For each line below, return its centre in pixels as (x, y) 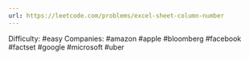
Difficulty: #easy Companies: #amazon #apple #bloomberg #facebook (125, 38)
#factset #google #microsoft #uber (66, 47)
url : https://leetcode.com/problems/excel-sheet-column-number (116, 16)
